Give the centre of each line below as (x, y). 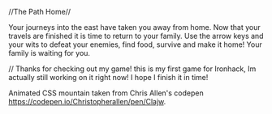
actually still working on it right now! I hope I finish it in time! (108, 77)
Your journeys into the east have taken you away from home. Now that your (135, 27)
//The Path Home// (40, 12)
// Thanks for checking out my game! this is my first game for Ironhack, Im (132, 69)
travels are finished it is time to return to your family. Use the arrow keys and (136, 36)
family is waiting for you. (50, 53)
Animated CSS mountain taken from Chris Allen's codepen (106, 93)
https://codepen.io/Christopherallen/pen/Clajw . (87, 101)
